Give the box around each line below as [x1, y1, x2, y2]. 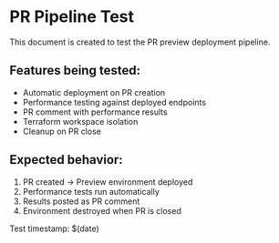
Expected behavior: [9, 152, 123, 167]
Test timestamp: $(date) [9, 223, 100, 234]
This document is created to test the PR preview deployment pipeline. [9, 36, 271, 47]
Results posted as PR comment [22, 196, 140, 207]
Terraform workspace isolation [22, 116, 139, 127]
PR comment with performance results [22, 106, 168, 117]
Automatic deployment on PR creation [22, 86, 166, 97]
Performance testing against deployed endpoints [22, 96, 207, 107]
